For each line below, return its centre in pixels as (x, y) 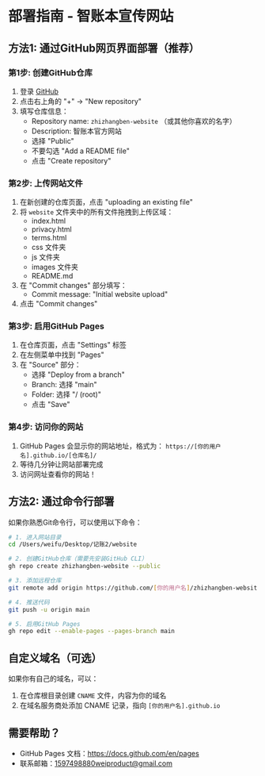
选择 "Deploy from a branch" (78, 375)
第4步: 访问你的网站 (46, 427)
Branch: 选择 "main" (64, 385)
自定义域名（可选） (55, 658)
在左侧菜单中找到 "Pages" (62, 355)
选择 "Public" (53, 140)
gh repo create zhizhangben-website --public (84, 567)
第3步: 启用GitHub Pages (56, 326)
